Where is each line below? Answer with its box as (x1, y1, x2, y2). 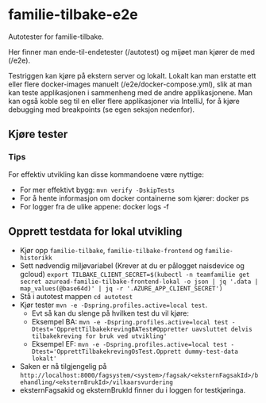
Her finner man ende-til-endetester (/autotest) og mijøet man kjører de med (8, 47, 256, 56)
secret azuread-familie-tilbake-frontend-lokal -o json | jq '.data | (19, 278, 259, 286)
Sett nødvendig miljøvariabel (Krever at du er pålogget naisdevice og (19, 261, 245, 271)
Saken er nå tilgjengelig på (19, 362, 107, 371)
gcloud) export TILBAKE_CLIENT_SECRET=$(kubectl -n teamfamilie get (19, 270, 250, 279)
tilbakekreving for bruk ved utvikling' (31, 332, 168, 340)
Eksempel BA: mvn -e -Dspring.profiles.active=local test (31, 317, 229, 327)
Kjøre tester (8, 128, 68, 141)
